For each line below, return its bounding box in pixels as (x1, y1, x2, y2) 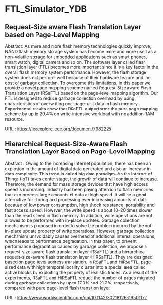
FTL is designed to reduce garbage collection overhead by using (5, 95, 135, 101)
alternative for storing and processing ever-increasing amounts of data (5, 196, 147, 202)
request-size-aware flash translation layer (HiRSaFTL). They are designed (5, 254, 153, 260)
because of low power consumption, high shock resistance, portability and (5, 202, 155, 208)
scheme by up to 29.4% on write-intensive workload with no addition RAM (5, 111, 154, 117)
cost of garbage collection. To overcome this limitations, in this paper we (5, 80, 151, 86)
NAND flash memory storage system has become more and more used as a (5, 49, 157, 54)
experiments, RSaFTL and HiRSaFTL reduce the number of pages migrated (5, 275, 155, 281)
